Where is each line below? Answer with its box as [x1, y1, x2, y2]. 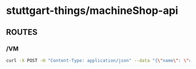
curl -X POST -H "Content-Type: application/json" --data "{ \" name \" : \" [6, 57, 190, 63]
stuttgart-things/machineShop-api [6, 4, 178, 17]
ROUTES [6, 27, 38, 37]
